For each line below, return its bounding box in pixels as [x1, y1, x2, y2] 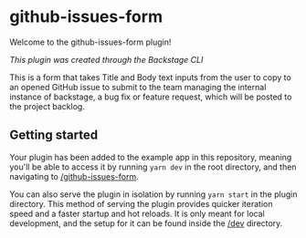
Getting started [9, 128, 99, 143]
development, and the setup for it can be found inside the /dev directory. [9, 217, 283, 229]
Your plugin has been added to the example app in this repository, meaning [9, 151, 292, 162]
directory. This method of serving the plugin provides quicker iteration [9, 198, 273, 209]
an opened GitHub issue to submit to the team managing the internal [9, 81, 267, 92]
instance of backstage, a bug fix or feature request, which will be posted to [9, 91, 292, 102]
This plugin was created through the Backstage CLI [9, 54, 204, 65]
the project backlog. [9, 100, 85, 111]
